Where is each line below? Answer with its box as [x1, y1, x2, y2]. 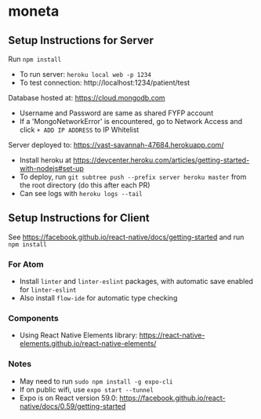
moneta [8, 2, 60, 20]
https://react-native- [139, 330, 205, 340]
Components [8, 313, 59, 324]
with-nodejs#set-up [19, 164, 85, 173]
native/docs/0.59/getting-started [19, 401, 126, 410]
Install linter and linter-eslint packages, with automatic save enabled [19, 277, 253, 286]
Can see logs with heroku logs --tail [19, 189, 143, 198]
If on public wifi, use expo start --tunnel [19, 384, 154, 394]
